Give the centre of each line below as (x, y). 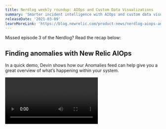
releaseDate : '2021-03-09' (33, 19)
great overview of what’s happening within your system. (62, 70)
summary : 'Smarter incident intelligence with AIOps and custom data (78, 14)
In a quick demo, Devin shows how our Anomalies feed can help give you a (82, 65)
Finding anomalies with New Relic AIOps (68, 53)
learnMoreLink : (21, 24)
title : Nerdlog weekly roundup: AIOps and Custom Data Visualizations (79, 10)
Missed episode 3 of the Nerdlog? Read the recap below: (63, 38)
